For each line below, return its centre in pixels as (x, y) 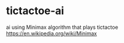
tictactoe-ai (35, 11)
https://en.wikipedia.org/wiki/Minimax (52, 33)
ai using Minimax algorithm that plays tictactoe (62, 27)
